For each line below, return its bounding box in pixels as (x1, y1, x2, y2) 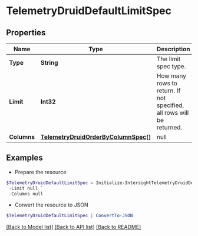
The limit (156, 55, 181, 63)
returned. (156, 124, 183, 131)
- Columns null (8, 191, 44, 197)
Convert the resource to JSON (14, 201, 88, 208)
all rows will (156, 109, 189, 117)
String (40, 59, 58, 67)
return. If (156, 87, 181, 95)
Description (156, 45, 190, 53)
